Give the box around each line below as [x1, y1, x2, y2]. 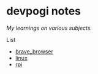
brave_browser [15, 47, 53, 55]
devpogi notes [6, 4, 81, 18]
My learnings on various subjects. [6, 24, 92, 32]
